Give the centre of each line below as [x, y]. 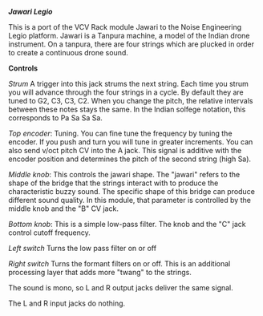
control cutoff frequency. [49, 233]
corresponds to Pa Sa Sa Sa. [55, 118]
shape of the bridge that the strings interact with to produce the [113, 183]
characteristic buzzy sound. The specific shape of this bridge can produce [131, 191]
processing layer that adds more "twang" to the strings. [100, 272]
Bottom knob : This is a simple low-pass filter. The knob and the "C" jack [127, 224]
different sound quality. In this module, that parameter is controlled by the [129, 200]
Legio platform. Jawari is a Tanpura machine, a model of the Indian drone [129, 36]
